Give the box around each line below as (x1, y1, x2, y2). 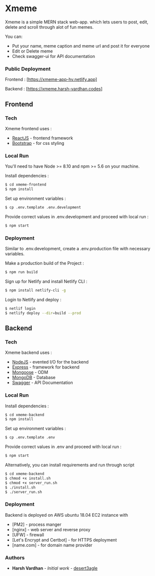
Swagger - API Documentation (12, 380, 73, 385)
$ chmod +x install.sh (5, 476, 51, 481)
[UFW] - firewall (12, 532, 45, 538)
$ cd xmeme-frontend (5, 182, 47, 187)
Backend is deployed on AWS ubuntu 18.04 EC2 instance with (5, 512, 128, 518)
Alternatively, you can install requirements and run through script (5, 462, 135, 468)
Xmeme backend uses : (5, 349, 52, 355)
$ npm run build (5, 270, 38, 275)
